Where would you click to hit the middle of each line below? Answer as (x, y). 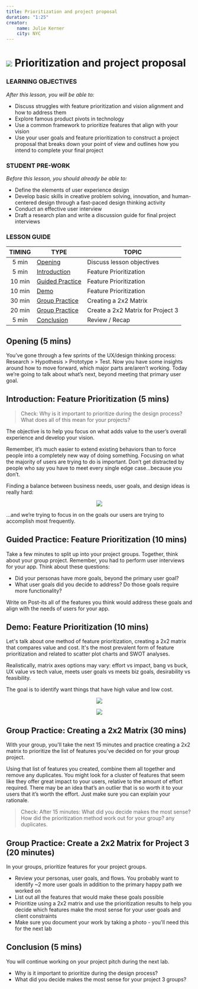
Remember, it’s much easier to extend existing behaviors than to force (91, 449)
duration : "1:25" (27, 17)
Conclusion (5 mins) (44, 947)
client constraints (36, 916)
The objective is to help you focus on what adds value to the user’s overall (96, 431)
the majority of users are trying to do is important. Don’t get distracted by (95, 462)
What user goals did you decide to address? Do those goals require (97, 584)
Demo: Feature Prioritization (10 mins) (77, 627)
